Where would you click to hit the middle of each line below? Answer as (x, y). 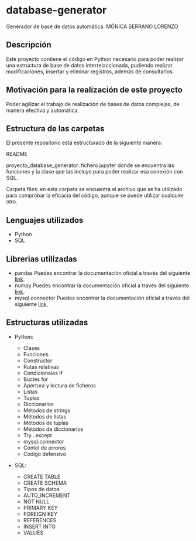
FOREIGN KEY (40, 514)
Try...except (38, 435)
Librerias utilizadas (42, 259)
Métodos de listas (45, 416)
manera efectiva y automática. (43, 110)
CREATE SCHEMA (45, 483)
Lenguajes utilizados (45, 220)
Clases (32, 348)
